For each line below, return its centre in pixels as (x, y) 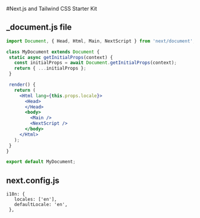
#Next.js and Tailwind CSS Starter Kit (51, 9)
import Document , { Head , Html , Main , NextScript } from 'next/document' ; (101, 41)
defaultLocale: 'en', (41, 205)
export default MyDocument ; (41, 162)
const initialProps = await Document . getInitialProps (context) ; (96, 63)
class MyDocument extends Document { (53, 52)
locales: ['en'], (36, 200)
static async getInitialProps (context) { (61, 57)
